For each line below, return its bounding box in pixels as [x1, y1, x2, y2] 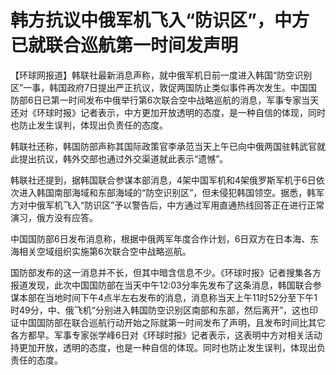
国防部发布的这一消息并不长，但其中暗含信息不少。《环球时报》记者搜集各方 [10, 266, 322, 278]
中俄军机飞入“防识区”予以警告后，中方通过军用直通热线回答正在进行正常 [27, 199, 325, 211]
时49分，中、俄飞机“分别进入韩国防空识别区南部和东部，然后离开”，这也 [10, 304, 310, 316]
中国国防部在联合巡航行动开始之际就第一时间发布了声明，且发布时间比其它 [18, 316, 326, 328]
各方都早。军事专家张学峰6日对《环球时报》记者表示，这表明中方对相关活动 [10, 329, 323, 341]
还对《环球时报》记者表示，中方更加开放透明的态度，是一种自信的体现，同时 [10, 106, 326, 118]
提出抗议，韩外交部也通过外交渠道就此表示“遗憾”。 [18, 152, 229, 165]
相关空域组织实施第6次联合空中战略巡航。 [18, 245, 192, 257]
